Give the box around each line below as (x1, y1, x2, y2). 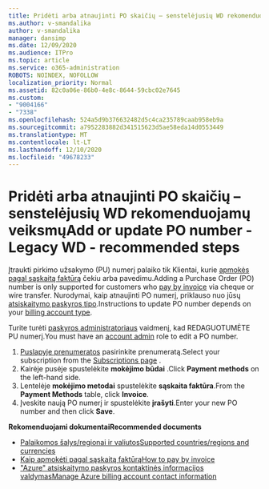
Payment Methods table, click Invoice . (19, 390, 150, 399)
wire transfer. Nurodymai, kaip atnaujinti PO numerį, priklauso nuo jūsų (8, 291, 242, 300)
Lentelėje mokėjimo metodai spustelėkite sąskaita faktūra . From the (19, 381, 246, 391)
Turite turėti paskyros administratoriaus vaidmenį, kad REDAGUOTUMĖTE (8, 323, 251, 333)
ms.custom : (8, 94, 45, 102)
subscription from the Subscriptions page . (19, 355, 162, 365)
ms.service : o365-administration (8, 64, 120, 72)
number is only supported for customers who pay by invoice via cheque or (8, 282, 255, 292)
